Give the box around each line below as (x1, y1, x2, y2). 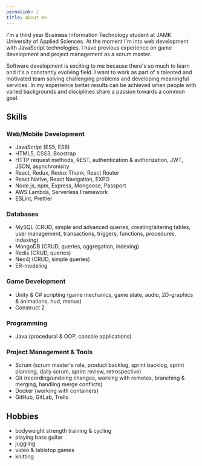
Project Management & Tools (6, 348, 93, 356)
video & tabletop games (15, 447, 74, 454)
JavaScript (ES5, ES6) (15, 143, 70, 151)
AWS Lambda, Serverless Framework (15, 189, 108, 196)
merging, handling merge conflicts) (15, 381, 103, 388)
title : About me (6, 15, 47, 21)
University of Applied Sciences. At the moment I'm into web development (6, 37, 189, 45)
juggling (15, 440, 36, 447)
